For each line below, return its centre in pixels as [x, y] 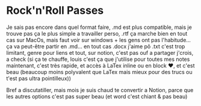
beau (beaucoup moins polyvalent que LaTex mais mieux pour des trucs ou [99, 72]
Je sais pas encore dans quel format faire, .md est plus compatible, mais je [99, 27]
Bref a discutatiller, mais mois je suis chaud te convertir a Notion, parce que [100, 90]
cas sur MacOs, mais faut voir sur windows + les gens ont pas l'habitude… [99, 40]
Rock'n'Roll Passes [55, 11]
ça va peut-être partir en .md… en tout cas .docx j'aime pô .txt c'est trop [96, 46]
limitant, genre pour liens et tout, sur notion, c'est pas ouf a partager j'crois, [100, 52]
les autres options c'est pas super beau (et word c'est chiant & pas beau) [97, 96]
